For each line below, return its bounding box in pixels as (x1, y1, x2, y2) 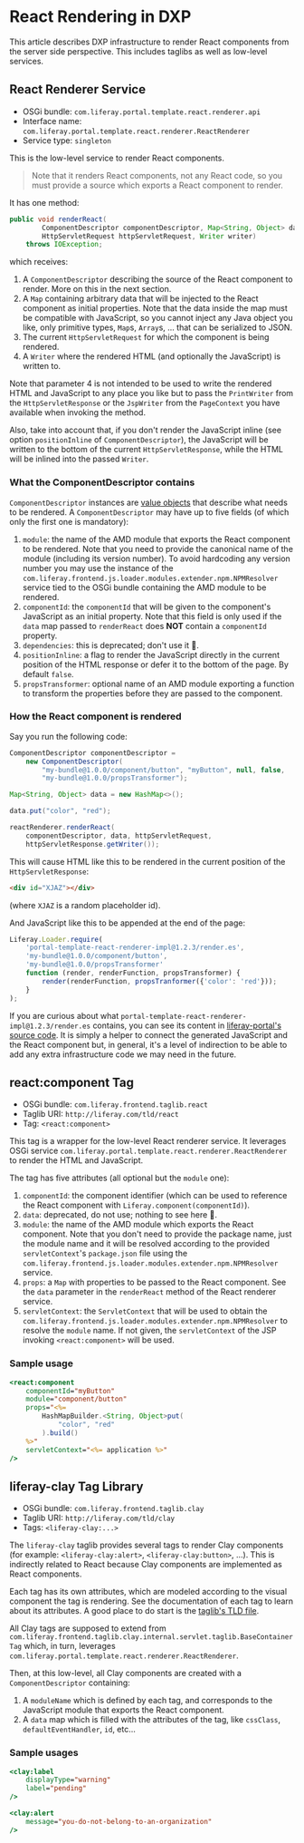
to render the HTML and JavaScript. (9, 1155, 144, 1166)
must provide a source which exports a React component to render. (31, 179, 283, 190)
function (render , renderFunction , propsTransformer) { (25, 968, 242, 978)
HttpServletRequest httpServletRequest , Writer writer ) (42, 231, 257, 241)
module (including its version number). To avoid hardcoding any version (22, 553, 291, 564)
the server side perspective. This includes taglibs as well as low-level (9, 45, 268, 56)
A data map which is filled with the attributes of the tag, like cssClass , (22, 1714, 281, 1725)
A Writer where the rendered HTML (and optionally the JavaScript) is (22, 351, 281, 362)
